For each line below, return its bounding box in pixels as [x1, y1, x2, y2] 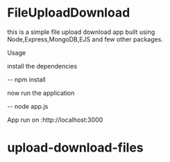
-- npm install [7, 75, 46, 84]
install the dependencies [7, 62, 78, 70]
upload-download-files [7, 140, 144, 156]
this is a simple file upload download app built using [7, 28, 155, 36]
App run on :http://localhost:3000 [7, 116, 103, 124]
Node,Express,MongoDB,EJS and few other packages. [7, 35, 163, 43]
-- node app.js [7, 102, 49, 110]
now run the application [7, 89, 75, 97]
